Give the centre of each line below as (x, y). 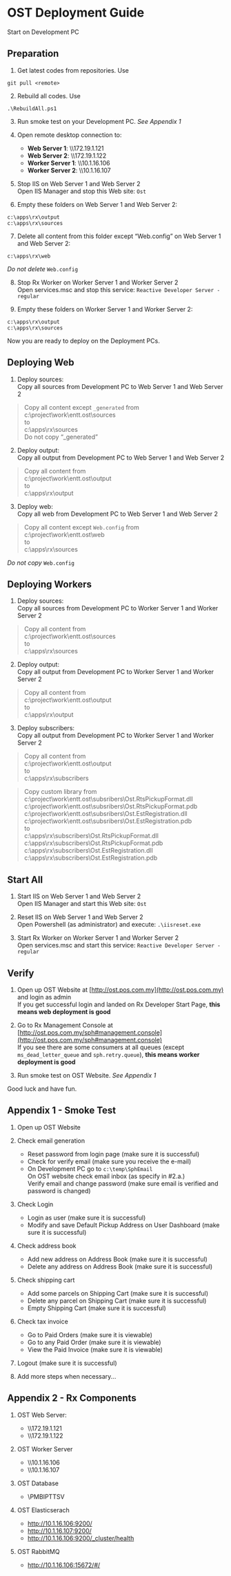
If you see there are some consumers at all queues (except (101, 1047)
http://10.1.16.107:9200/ (59, 1530)
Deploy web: (35, 506)
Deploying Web (41, 362)
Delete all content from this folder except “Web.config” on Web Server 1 (119, 236)
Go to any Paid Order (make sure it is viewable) (94, 1342)
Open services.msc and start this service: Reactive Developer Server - (119, 945)
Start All (25, 879)
